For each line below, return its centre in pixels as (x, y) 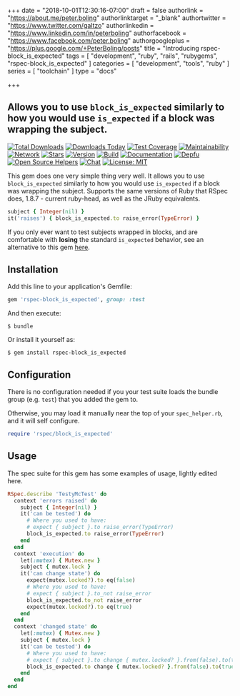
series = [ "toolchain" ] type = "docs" (62, 71)
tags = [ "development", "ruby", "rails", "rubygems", (142, 56)
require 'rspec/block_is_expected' (60, 434)
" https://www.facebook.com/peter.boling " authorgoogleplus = (99, 41)
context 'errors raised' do (56, 500)
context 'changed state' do (56, 627)
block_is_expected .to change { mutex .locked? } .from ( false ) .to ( (124, 667)
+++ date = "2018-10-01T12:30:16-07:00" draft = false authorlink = (105, 10)
